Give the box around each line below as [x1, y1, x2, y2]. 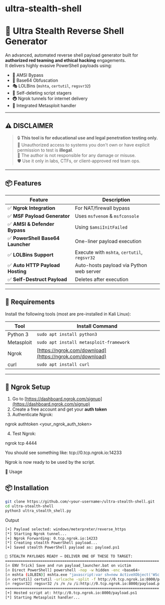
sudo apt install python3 [36, 332, 97, 337]
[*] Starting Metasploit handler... [5, 595, 80, 600]
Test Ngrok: [12, 431, 36, 437]
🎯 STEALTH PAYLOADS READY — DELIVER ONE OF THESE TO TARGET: [5, 554, 133, 559]
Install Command [77, 323, 118, 330]
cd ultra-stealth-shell [5, 504, 54, 509]
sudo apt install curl [36, 362, 90, 367]
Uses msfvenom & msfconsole [75, 212, 139, 219]
